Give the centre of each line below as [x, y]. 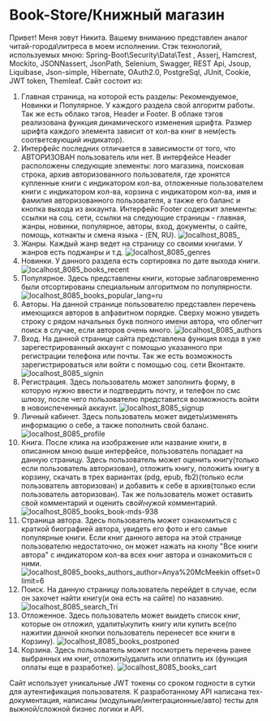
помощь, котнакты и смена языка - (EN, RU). [99, 234]
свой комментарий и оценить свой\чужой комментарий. [119, 503]
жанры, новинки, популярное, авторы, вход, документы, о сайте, [134, 226]
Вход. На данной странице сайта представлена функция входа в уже [141, 339]
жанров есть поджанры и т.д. [72, 252]
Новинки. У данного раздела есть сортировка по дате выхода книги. [140, 260]
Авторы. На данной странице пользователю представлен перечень [138, 304]
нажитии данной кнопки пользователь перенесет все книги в [128, 632]
